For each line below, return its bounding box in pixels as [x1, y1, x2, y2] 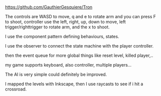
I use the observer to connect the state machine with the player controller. [5, 43, 154, 48]
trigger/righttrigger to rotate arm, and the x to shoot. [5, 24, 110, 30]
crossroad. [5, 86, 27, 92]
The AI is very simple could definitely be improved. [5, 72, 107, 77]
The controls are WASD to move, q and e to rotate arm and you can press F [5, 14, 156, 19]
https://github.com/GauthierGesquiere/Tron [5, 4, 93, 10]
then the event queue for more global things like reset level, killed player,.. [5, 52, 154, 58]
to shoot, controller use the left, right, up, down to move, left [5, 19, 126, 24]
